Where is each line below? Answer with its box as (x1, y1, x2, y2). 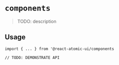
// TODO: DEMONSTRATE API (5, 55, 59, 60)
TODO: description (17, 18, 57, 24)
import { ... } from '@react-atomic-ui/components (5, 46, 114, 51)
